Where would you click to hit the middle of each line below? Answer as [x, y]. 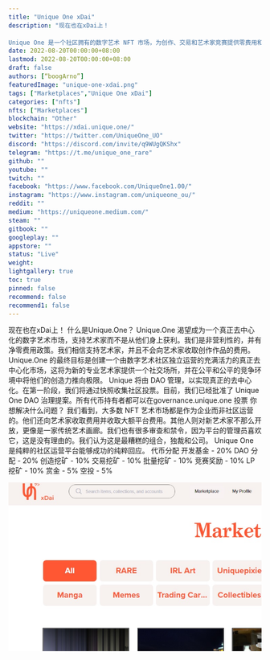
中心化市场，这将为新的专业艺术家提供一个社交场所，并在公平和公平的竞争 [131, 371]
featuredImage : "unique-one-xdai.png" [73, 84]
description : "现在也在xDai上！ [59, 25]
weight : [21, 263]
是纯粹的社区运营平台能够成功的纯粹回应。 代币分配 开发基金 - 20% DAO [129, 451]
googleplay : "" [34, 237]
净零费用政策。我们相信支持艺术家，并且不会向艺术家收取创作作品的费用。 [131, 350]
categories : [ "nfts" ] [45, 102]
